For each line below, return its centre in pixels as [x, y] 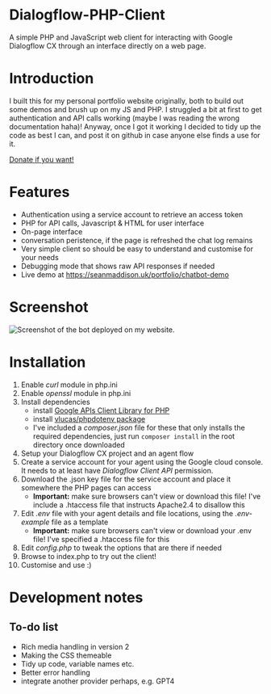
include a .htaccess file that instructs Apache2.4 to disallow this [139, 505]
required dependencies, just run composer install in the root [134, 436]
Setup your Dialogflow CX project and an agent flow [107, 453]
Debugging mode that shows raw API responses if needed [118, 266]
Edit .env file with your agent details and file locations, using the [127, 513]
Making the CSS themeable [66, 655]
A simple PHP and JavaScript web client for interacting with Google [121, 37]
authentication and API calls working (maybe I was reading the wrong [125, 118]
